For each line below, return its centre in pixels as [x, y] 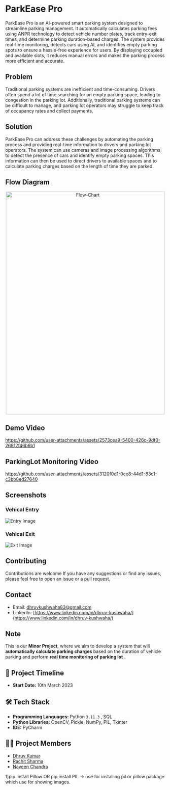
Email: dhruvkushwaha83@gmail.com [52, 607]
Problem [19, 77]
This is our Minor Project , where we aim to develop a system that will [78, 646]
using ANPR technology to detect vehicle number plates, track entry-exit [81, 34]
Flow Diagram [27, 182]
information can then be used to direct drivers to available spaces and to [81, 160]
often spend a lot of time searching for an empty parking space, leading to [83, 94]
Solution [19, 127]
